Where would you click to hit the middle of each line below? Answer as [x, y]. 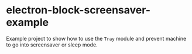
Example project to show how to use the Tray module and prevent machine [96, 38]
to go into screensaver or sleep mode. [52, 45]
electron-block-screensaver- [78, 10]
